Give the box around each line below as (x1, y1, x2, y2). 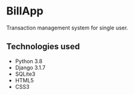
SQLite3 (15, 70, 36, 78)
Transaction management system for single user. (6, 24, 129, 31)
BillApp (6, 4, 44, 18)
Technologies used (6, 41, 80, 52)
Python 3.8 (15, 57, 42, 64)
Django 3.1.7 (15, 64, 45, 71)
